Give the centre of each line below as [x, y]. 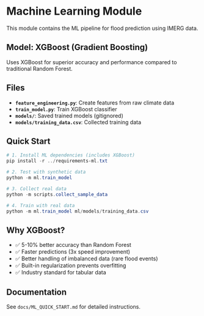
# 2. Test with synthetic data [46, 172]
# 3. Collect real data [37, 189]
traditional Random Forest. [40, 68]
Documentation [37, 292]
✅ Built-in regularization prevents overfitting [71, 266]
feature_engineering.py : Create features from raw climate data [95, 103]
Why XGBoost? [36, 230]
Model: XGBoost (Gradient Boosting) [77, 47]
